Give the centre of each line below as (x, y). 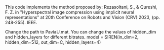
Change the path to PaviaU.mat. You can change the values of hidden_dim (81, 32)
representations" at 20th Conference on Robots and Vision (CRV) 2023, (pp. (82, 17)
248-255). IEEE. (21, 22)
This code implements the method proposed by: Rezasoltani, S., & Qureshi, (81, 7)
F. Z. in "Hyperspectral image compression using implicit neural (70, 12)
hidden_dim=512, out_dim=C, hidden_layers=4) (53, 42)
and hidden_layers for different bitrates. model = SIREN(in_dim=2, (72, 37)
